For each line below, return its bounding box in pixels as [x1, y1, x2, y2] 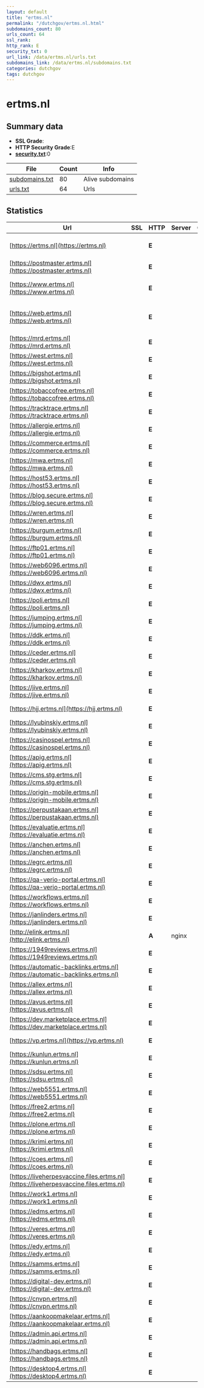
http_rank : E [6, 43, 39, 49]
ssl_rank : [6, 37, 32, 43]
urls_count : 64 [6, 32, 45, 38]
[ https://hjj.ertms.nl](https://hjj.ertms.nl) [9, 705, 123, 713]
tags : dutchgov [6, 71, 45, 77]
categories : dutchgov [6, 65, 61, 72]
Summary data [6, 121, 64, 131]
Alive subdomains [83, 175, 135, 183]
